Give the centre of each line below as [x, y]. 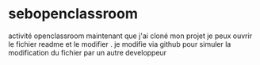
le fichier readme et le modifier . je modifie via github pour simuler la [120, 44]
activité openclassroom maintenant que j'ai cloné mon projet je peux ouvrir [130, 36]
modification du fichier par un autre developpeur [88, 52]
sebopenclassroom [73, 14]
